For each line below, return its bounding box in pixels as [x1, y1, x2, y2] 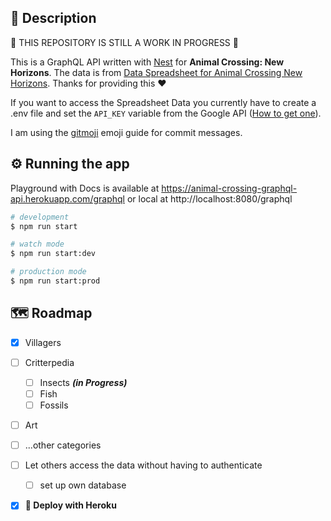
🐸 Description [10, 10, 97, 27]
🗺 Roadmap [10, 305, 93, 322]
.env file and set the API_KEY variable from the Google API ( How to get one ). [10, 107, 322, 119]
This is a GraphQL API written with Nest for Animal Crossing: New [10, 56, 285, 68]
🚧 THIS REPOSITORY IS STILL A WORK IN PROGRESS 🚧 [10, 36, 239, 48]
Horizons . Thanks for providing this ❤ [10, 77, 167, 89]
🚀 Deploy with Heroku [24, 499, 117, 511]
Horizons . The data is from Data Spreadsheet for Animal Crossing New [10, 66, 303, 78]
